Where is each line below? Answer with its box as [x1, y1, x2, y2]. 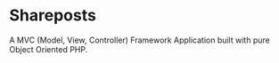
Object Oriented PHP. [9, 43, 88, 54]
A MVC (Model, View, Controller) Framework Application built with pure [9, 35, 270, 45]
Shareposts [9, 5, 96, 26]
